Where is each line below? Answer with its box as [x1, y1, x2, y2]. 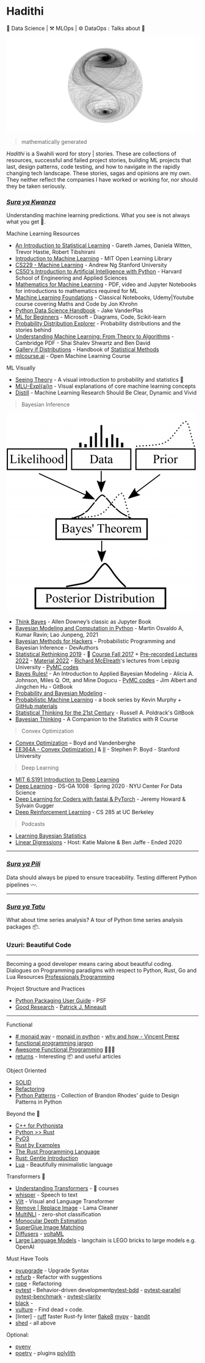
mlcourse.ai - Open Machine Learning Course [15, 352, 131, 360]
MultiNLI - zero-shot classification [15, 1211, 101, 1218]
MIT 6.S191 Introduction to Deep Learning [15, 776, 120, 784]
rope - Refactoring [15, 1280, 62, 1287]
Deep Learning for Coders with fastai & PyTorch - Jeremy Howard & [15, 795, 186, 803]
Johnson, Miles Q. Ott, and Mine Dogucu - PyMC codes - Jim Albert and [15, 677, 197, 684]
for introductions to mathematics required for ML [15, 288, 138, 295]
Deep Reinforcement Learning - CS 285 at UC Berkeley [15, 809, 154, 816]
